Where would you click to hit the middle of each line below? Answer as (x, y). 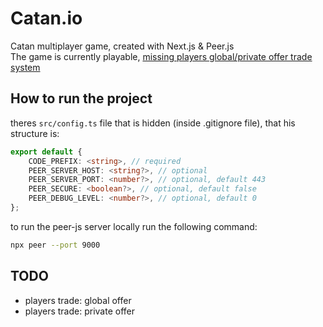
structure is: (35, 133)
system (25, 67)
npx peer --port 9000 (55, 245)
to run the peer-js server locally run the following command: (134, 226)
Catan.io (46, 18)
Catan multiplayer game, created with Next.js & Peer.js (122, 46)
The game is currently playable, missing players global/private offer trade (161, 56)
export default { (46, 152)
